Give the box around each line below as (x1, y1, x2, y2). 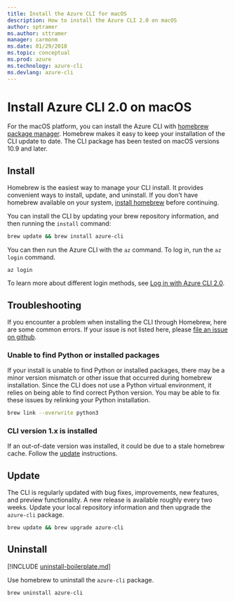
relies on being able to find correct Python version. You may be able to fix (7, 388, 220, 397)
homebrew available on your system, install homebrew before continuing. (7, 198, 220, 207)
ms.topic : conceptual (7, 50, 71, 57)
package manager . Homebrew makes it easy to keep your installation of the (7, 130, 226, 138)
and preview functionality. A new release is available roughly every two (7, 495, 213, 505)
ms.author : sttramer (7, 29, 68, 37)
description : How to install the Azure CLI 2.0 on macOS (7, 17, 177, 24)
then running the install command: (7, 219, 112, 228)
